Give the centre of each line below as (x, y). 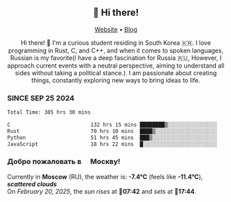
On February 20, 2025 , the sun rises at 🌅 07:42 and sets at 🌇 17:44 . (102, 191)
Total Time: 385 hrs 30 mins (49, 112)
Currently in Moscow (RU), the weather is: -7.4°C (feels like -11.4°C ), (105, 176)
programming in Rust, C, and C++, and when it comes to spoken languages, (116, 50)
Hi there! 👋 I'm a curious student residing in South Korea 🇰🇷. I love (116, 43)
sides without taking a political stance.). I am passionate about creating (116, 72)
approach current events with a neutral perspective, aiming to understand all (116, 65)
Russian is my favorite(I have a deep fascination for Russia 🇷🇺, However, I (116, 58)
